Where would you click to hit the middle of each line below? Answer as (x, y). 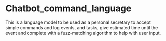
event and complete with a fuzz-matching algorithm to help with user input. (83, 33)
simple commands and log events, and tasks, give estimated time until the (82, 27)
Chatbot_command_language (68, 9)
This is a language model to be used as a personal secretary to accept (78, 22)
